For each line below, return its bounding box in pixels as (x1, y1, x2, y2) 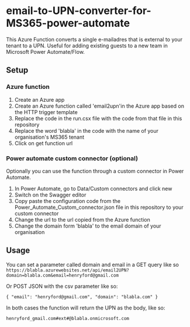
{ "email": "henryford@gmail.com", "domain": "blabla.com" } (6, 294, 158, 300)
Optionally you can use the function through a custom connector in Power (6, 167, 184, 174)
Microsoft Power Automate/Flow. (6, 48, 85, 55)
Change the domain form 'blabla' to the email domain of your (14, 222, 162, 229)
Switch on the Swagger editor (14, 191, 87, 198)
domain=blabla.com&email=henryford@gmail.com (6, 272, 119, 278)
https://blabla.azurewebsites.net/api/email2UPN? (6, 267, 130, 273)
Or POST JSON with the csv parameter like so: (6, 283, 118, 290)
